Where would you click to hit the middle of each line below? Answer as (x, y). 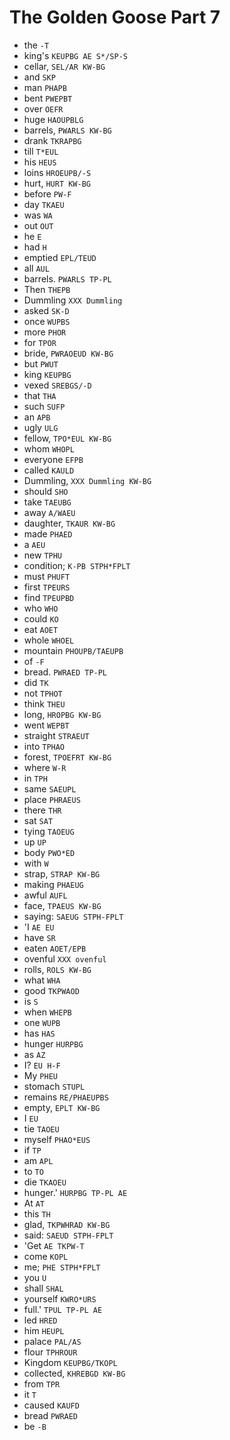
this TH (37, 1213)
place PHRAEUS (52, 799)
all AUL (36, 268)
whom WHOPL (49, 448)
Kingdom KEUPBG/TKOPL (70, 1362)
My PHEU (40, 1075)
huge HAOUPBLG (53, 119)
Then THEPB (47, 289)
